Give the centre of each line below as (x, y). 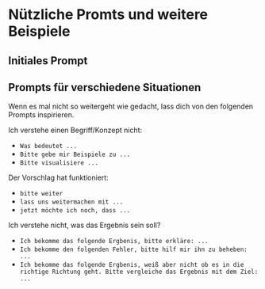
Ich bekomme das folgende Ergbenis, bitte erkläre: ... (114, 241)
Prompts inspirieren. (41, 115)
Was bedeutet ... (48, 146)
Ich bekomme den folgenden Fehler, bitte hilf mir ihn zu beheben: (133, 250)
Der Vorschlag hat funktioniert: (58, 178)
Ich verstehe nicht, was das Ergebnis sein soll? (84, 225)
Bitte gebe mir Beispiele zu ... (75, 155)
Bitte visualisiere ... (59, 163)
